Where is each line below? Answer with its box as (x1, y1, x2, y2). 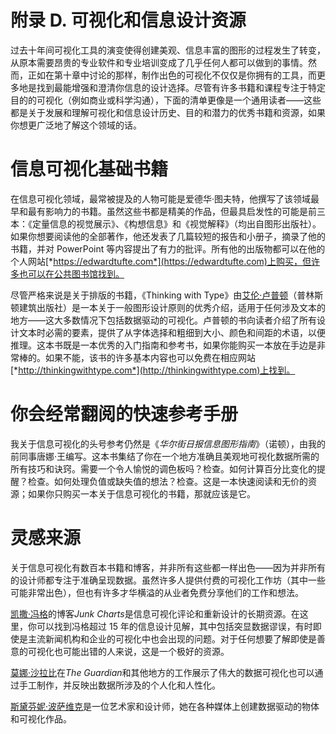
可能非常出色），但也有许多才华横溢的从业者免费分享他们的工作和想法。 (10, 586, 304, 598)
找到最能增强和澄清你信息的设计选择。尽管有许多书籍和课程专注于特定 (36, 81, 326, 93)
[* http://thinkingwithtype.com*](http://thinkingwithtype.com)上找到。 (10, 364, 296, 376)
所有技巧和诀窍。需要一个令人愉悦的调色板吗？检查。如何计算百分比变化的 (10, 462, 317, 475)
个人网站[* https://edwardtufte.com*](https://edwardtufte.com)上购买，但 (10, 255, 312, 267)
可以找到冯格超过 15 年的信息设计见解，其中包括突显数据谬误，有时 (36, 620, 313, 632)
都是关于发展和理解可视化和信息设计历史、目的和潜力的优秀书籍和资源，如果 (10, 106, 326, 118)
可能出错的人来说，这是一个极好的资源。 (62, 645, 230, 657)
